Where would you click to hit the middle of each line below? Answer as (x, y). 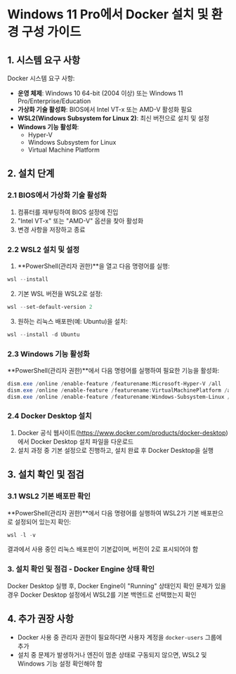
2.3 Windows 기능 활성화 (48, 354)
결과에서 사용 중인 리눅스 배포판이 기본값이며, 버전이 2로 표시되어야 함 (103, 549)
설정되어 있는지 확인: (43, 522)
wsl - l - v (22, 535)
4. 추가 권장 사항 (40, 619)
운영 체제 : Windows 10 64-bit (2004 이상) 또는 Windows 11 (100, 93)
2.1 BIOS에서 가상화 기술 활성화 (57, 195)
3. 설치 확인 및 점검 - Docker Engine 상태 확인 (81, 569)
